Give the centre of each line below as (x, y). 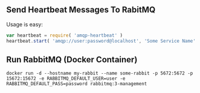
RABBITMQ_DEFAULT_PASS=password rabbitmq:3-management (77, 84)
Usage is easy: (25, 24)
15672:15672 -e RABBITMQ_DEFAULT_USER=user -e (66, 79)
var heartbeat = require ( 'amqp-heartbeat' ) (64, 35)
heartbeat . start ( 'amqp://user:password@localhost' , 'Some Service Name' (101, 41)
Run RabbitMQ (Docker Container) (72, 59)
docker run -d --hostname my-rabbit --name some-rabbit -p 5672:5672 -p (100, 73)
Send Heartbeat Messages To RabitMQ (81, 10)
